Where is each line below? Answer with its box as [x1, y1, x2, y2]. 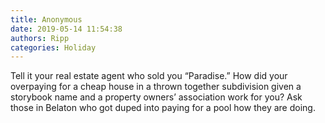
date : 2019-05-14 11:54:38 [10, 24, 123, 34]
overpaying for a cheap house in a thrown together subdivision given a [10, 81, 302, 93]
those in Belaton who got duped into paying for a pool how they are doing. [10, 102, 316, 114]
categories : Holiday [10, 42, 97, 53]
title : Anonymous [10, 14, 83, 25]
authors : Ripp [10, 33, 70, 43]
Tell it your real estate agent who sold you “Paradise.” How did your [10, 70, 288, 82]
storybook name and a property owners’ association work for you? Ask [10, 91, 303, 103]
